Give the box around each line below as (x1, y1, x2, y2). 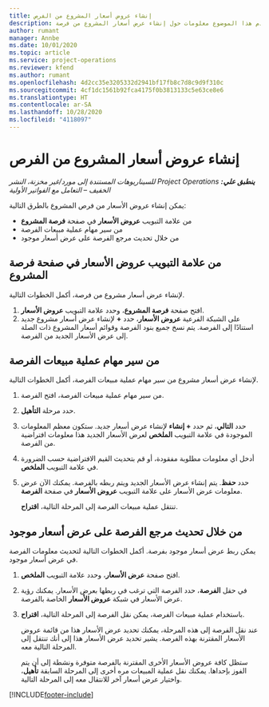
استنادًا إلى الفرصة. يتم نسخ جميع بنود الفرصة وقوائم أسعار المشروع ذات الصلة (20, 322, 254, 332)
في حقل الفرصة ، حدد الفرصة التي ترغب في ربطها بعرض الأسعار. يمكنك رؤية (20, 586, 247, 595)
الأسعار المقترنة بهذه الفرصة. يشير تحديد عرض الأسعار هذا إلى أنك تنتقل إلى (20, 634, 246, 643)
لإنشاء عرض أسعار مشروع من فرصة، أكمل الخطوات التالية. (9, 289, 185, 300)
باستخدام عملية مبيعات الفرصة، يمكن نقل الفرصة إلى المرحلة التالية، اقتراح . (20, 610, 245, 619)
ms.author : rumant (9, 71, 70, 79)
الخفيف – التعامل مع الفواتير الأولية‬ (9, 185, 111, 194)
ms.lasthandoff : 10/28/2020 (9, 109, 103, 117)
